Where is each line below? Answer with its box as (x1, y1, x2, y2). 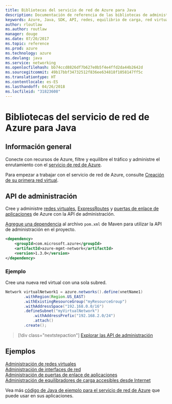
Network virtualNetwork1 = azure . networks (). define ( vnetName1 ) (5, 289, 143, 294)
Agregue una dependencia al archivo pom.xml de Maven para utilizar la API (5, 221, 162, 227)
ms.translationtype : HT (5, 75, 56, 80)
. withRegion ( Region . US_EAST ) (24, 294, 86, 299)
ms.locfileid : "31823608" (5, 89, 60, 94)
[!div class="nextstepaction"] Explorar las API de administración (17, 332, 153, 338)
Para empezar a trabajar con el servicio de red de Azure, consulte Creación (5, 171, 165, 178)
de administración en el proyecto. (5, 226, 76, 233)
